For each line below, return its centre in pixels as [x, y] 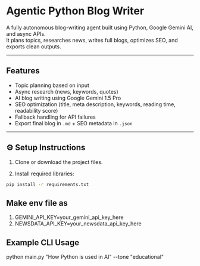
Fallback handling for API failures [55, 117]
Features [23, 71]
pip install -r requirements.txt [48, 184]
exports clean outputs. [34, 47]
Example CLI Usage [43, 242]
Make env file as [37, 203]
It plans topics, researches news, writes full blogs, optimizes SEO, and [92, 40]
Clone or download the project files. [59, 162]
